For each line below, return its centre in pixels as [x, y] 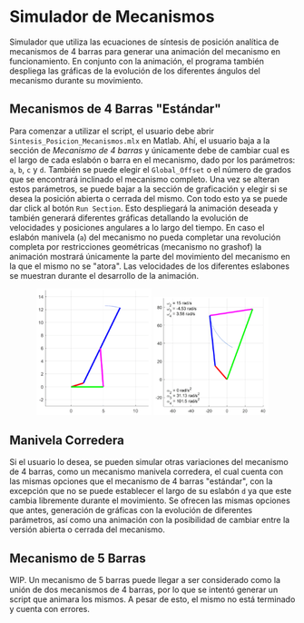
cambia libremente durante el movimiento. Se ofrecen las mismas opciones [150, 500]
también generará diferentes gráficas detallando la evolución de [129, 218]
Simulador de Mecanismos [112, 17]
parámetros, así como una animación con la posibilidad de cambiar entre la [150, 520]
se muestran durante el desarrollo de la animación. [104, 275]
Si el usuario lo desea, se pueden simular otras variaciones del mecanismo [149, 462]
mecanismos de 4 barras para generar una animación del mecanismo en [145, 51]
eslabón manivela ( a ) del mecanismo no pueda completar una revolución [145, 237]
